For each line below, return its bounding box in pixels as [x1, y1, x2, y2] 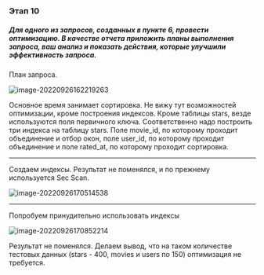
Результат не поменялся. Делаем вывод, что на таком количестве [9, 241, 233, 251]
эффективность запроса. [9, 49, 97, 60]
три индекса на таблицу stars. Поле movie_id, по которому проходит [9, 125, 238, 134]
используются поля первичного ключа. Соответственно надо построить [9, 116, 253, 126]
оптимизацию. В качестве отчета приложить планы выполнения [9, 33, 234, 42]
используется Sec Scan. [9, 173, 89, 182]
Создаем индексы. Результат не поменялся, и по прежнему [9, 164, 211, 174]
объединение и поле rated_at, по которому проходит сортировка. [9, 141, 230, 151]
